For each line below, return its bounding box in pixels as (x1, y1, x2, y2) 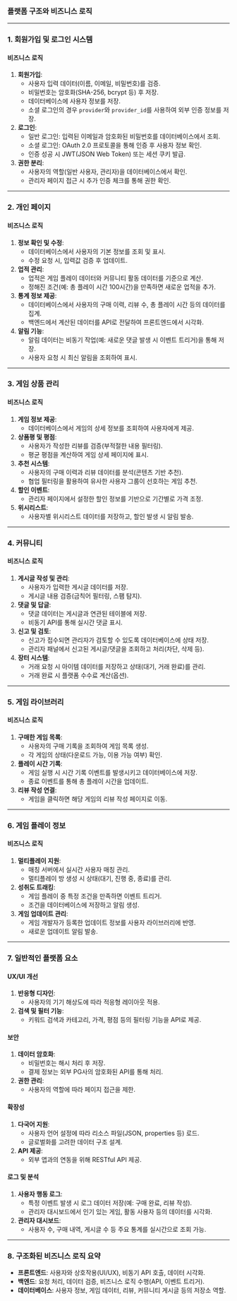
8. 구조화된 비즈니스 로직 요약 (7, 1251, 101, 1261)
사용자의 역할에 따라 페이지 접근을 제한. (28, 1086, 136, 1094)
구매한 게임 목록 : (17, 732, 63, 741)
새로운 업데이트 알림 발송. (28, 927, 99, 936)
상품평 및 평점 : (17, 432, 57, 441)
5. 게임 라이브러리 (7, 697, 64, 707)
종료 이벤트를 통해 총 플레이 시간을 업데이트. (28, 777, 149, 785)
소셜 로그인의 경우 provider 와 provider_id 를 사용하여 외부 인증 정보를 (28, 106, 222, 114)
